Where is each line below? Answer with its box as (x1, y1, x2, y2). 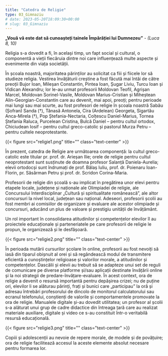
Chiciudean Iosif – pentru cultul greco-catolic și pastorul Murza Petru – (5, 124, 151, 130)
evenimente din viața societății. (5, 61, 69, 67)
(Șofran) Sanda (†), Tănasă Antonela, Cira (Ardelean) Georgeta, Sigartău (5, 108, 154, 114)
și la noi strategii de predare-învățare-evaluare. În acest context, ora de (5, 273, 152, 279)
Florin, (5, 170, 19, 176)
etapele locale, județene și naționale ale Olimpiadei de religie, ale (5, 185, 139, 191)
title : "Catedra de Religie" (5, 7, 66, 13)
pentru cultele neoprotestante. (5, 129, 68, 135)
